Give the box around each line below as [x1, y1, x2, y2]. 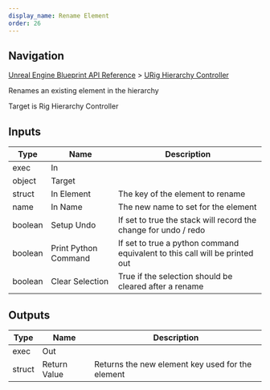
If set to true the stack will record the [117, 215, 257, 226]
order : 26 [8, 19, 42, 27]
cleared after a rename [117, 281, 204, 292]
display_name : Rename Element [8, 11, 110, 20]
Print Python [51, 243, 98, 254]
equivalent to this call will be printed [117, 248, 254, 259]
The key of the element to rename [117, 188, 246, 199]
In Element [51, 188, 91, 199]
